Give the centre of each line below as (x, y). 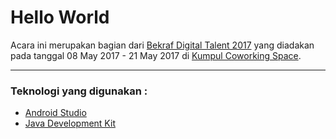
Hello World (60, 17)
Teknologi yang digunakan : (79, 91)
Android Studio (55, 113)
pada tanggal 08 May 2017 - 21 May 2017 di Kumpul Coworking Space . (156, 55)
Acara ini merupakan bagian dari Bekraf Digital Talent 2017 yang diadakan (162, 45)
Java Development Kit (70, 123)
